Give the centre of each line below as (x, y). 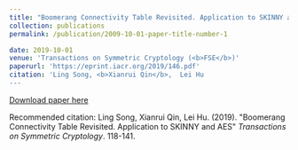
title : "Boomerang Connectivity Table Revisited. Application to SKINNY (146, 17)
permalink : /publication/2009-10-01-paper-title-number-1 (118, 34)
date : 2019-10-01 (41, 50)
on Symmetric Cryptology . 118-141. (72, 136)
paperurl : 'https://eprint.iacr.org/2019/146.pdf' (105, 67)
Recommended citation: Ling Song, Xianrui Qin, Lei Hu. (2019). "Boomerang (147, 117)
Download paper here (49, 99)
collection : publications (57, 26)
